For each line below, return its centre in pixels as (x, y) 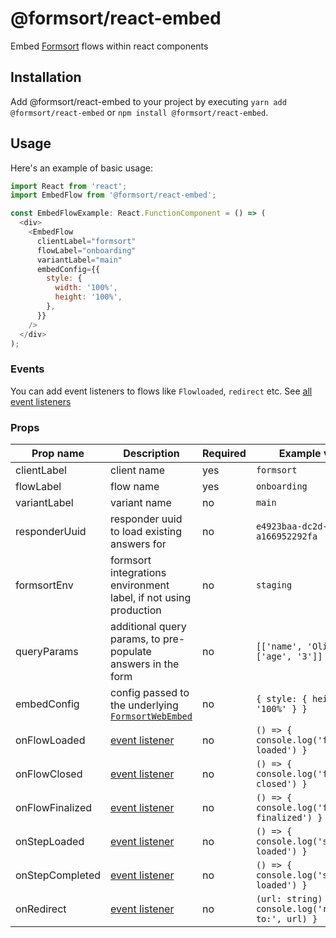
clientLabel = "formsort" (86, 241)
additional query (148, 627)
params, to (135, 639)
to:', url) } (286, 919)
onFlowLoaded (50, 740)
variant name (141, 503)
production (136, 610)
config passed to (150, 693)
